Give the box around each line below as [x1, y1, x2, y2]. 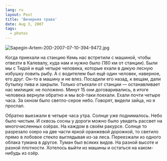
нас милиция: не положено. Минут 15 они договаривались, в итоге [5, 87, 149, 92]
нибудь [5, 150, 21, 156]
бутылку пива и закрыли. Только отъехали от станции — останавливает [5, 81, 160, 87]
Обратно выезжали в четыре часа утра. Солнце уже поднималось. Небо [5, 113, 162, 119]
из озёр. [22, 150, 39, 156]
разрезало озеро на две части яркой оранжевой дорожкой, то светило [5, 129, 159, 134]
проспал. [5, 103, 25, 109]
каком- [138, 145, 153, 150]
